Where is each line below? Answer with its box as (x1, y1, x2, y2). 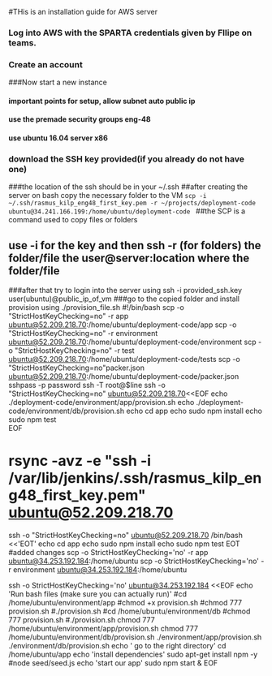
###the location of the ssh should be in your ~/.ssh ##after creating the (8, 182, 248, 192)
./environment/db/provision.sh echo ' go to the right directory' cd (8, 641, 227, 651)
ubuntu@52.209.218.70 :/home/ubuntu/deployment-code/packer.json (8, 372, 240, 381)
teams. (8, 37, 37, 48)
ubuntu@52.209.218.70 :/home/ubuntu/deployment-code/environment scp (8, 337, 257, 347)
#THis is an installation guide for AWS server (8, 7, 158, 16)
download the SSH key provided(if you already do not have (8, 153, 245, 165)
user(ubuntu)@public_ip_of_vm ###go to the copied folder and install (8, 294, 240, 304)
